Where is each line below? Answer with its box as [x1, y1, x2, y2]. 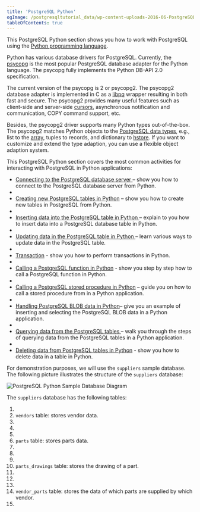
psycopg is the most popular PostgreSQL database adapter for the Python [7, 60, 188, 67]
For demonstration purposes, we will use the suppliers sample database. [7, 364, 186, 372]
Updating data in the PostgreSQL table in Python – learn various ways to [15, 233, 192, 240]
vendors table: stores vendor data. [15, 412, 99, 419]
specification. [7, 73, 40, 80]
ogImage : [7, 14, 28, 20]
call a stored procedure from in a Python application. [15, 290, 144, 297]
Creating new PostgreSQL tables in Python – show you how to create [15, 195, 184, 202]
